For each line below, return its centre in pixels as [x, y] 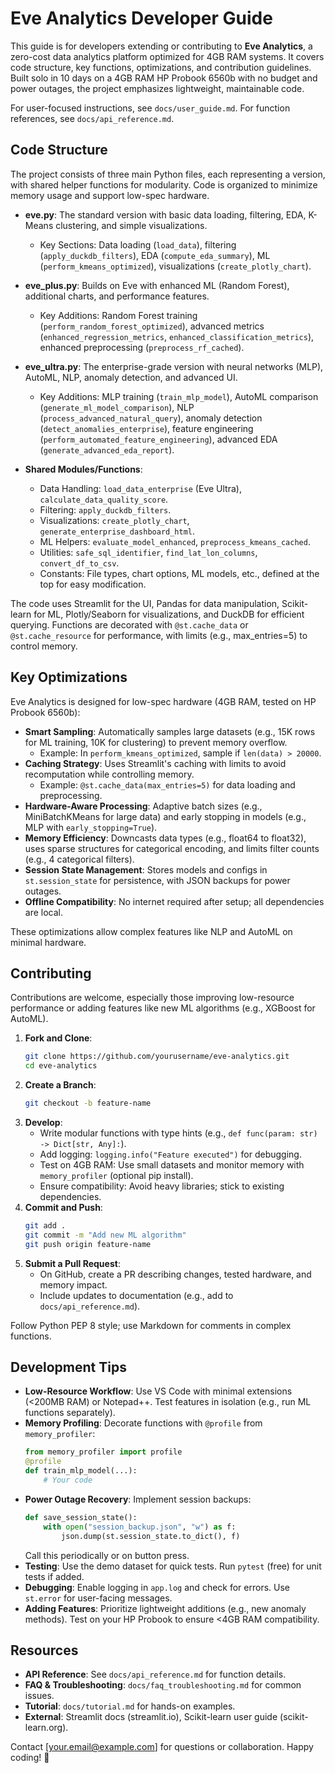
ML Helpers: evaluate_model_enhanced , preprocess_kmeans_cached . [175, 541]
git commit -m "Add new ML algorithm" [105, 1235]
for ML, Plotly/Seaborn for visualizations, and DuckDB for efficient [169, 614]
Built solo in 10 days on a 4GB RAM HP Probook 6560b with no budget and [164, 78]
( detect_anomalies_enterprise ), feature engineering [146, 428]
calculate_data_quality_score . [104, 499]
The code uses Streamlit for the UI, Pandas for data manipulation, [145, 603]
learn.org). [46, 1728]
